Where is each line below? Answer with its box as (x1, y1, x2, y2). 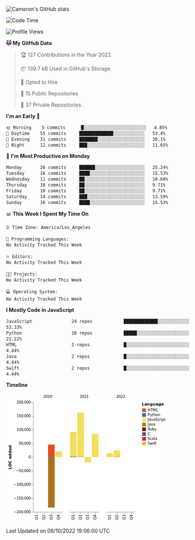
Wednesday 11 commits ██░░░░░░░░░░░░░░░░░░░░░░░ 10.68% (6, 176, 168, 182)
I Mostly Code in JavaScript (6, 307, 75, 313)
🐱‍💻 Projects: (6, 271, 38, 277)
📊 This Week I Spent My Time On (6, 211, 89, 217)
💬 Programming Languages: (6, 236, 69, 242)
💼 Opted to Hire (20, 79, 58, 85)
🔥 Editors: (6, 254, 33, 260)
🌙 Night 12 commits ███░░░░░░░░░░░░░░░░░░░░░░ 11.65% (6, 142, 168, 148)
